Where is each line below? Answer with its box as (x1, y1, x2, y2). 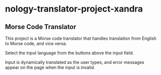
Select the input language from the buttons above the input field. (5, 50, 134, 56)
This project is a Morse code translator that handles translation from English (5, 35, 157, 41)
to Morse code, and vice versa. (5, 41, 67, 46)
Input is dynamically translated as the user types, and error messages (5, 60, 145, 65)
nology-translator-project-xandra (5, 3, 143, 15)
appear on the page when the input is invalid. (5, 64, 96, 70)
